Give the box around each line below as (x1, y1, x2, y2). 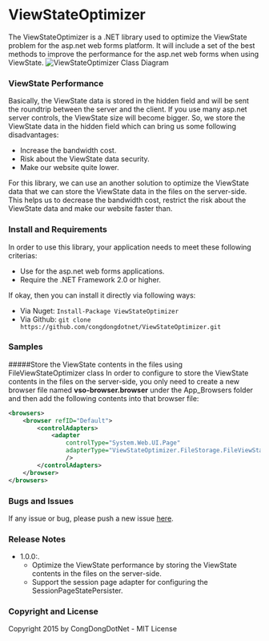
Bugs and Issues (8, 495, 74, 506)
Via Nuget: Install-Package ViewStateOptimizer (19, 306, 179, 315)
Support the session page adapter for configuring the (31, 578, 208, 587)
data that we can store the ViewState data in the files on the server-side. (8, 187, 247, 197)
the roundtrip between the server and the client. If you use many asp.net (8, 104, 247, 114)
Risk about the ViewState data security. (19, 154, 150, 164)
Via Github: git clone (19, 314, 91, 324)
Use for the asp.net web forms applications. (19, 266, 165, 276)
